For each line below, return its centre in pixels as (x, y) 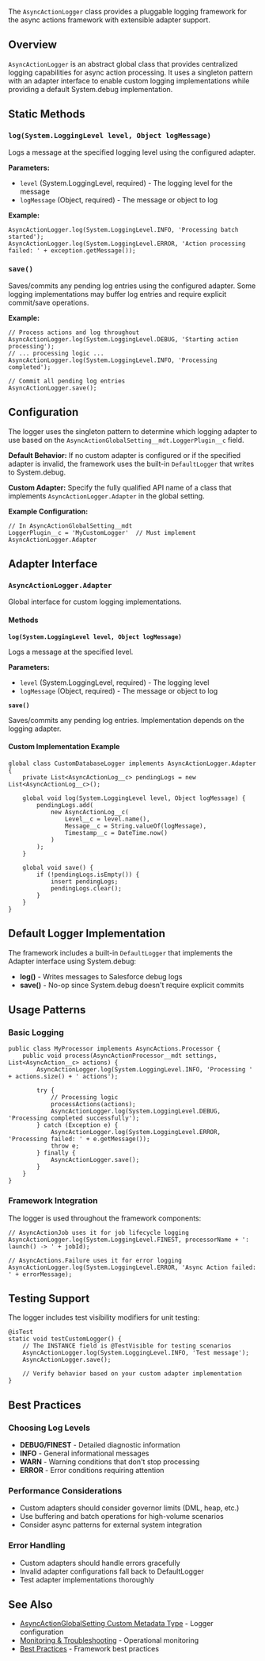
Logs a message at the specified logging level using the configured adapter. (132, 152)
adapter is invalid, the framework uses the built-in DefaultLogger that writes (131, 463)
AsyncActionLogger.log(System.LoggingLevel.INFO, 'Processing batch (123, 229)
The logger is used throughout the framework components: (105, 1218)
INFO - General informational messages (84, 1453)
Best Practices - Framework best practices (89, 1649)
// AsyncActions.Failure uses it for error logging (95, 1260)
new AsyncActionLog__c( (89, 812)
